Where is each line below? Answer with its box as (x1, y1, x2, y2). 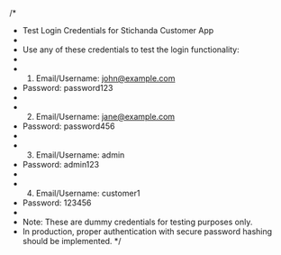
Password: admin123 (22, 159, 100, 169)
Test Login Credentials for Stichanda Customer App (22, 25, 214, 35)
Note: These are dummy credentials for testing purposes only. (22, 216, 253, 227)
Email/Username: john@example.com (35, 73, 176, 84)
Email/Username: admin (35, 150, 125, 160)
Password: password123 (22, 83, 113, 93)
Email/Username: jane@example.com (35, 112, 176, 122)
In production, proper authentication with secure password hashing (22, 226, 273, 237)
